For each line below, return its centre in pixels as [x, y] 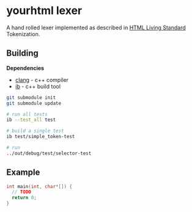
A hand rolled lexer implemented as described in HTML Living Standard [96, 27]
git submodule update [34, 103]
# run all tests [27, 114]
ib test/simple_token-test [41, 137]
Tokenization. [23, 34]
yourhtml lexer [44, 11]
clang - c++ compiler [42, 79]
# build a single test [35, 131]
